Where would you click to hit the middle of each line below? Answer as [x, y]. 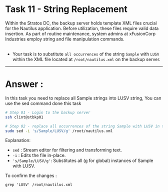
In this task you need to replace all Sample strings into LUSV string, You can [83, 98]
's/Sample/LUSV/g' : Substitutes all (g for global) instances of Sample [83, 160]
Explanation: [18, 140]
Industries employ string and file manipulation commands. [65, 39]
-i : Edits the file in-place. [39, 155]
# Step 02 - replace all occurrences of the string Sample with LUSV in [82, 126]
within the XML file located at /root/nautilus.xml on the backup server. [86, 59]
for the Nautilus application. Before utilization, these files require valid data [82, 28]
